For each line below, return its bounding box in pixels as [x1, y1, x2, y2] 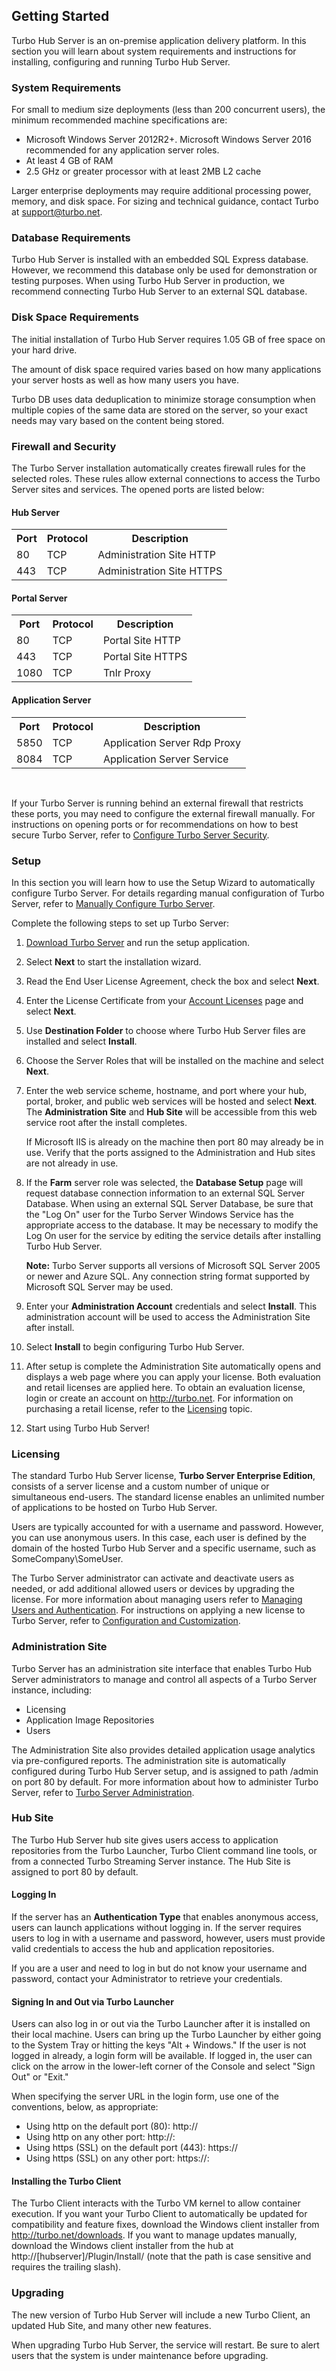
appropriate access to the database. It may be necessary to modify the [25, 1219, 319, 1231]
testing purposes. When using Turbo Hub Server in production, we [11, 275, 286, 287]
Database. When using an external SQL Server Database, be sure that [25, 1197, 314, 1209]
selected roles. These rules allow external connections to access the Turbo [11, 473, 321, 484]
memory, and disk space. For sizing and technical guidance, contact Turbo [11, 195, 319, 208]
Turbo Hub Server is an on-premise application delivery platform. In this [11, 34, 307, 46]
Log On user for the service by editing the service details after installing [25, 1229, 321, 1241]
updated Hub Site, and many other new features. [11, 2319, 212, 2331]
